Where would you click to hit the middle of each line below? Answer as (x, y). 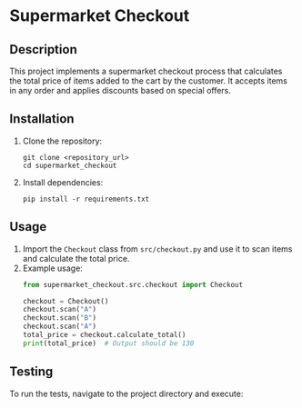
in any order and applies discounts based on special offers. (121, 90)
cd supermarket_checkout (70, 165)
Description (43, 50)
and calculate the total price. (76, 258)
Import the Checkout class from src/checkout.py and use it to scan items (157, 249)
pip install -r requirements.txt (86, 199)
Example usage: (53, 268)
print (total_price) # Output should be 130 (108, 343)
